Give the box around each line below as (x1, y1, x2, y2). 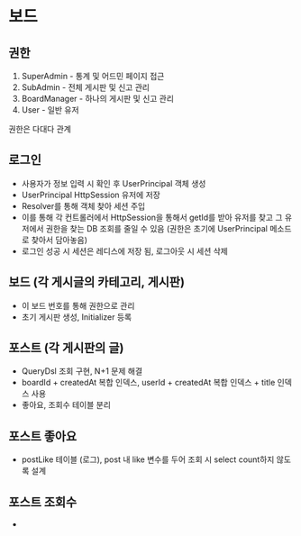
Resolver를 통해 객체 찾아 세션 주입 (21, 200, 146, 211)
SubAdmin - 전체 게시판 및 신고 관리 (21, 82, 150, 93)
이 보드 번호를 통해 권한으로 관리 (21, 300, 135, 311)
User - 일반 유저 (21, 104, 79, 115)
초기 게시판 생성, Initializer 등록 (21, 311, 132, 323)
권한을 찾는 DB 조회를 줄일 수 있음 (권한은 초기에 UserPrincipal (45, 223, 268, 233)
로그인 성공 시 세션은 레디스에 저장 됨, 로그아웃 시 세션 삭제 (21, 245, 229, 256)
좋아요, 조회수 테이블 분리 (21, 400, 112, 411)
